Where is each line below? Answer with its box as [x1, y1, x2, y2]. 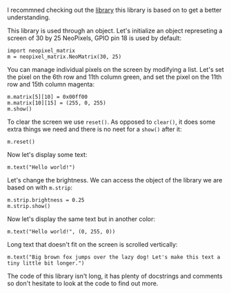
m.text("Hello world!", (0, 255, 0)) [7, 228, 116, 235]
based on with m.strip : [7, 183, 73, 191]
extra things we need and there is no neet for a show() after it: [7, 125, 182, 133]
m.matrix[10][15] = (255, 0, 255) [7, 100, 107, 106]
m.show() [7, 106, 32, 113]
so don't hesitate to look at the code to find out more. [7, 279, 159, 287]
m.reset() [7, 138, 36, 145]
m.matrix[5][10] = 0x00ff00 [7, 93, 88, 100]
